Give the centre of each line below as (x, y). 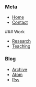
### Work (15, 32)
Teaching (21, 46)
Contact (20, 22)
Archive (19, 69)
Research (21, 41)
